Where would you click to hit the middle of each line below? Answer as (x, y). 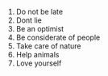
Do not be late (39, 12)
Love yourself (39, 63)
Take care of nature (48, 46)
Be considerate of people (58, 37)
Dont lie (29, 20)
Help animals (37, 55)
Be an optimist (40, 29)
